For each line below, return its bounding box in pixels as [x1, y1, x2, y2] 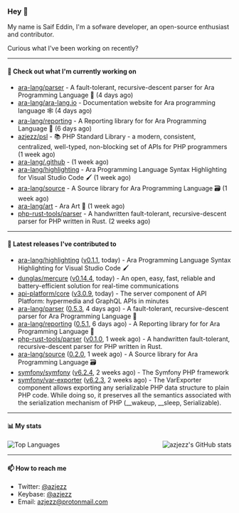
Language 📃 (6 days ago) [17, 124, 92, 133]
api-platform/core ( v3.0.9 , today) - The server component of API [17, 289, 207, 298]
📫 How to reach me [7, 464, 67, 472]
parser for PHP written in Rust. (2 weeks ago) [17, 217, 151, 225]
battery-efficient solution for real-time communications [17, 281, 179, 290]
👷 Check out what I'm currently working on [7, 67, 137, 76]
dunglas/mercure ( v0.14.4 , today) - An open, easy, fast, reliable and [17, 274, 216, 283]
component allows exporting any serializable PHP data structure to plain [17, 383, 230, 392]
